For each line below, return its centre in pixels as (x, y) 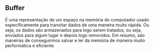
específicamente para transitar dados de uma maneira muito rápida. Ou (77, 25)
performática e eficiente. (30, 45)
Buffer (15, 8)
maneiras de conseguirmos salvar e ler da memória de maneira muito (75, 40)
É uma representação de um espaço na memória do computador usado (77, 19)
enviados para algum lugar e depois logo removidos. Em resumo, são (75, 35)
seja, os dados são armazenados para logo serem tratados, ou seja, (74, 30)
